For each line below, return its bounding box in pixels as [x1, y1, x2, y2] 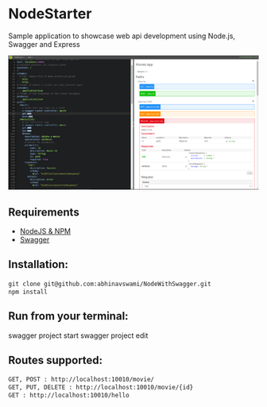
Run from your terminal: [8, 309, 129, 323]
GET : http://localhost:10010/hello [8, 391, 130, 400]
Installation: [8, 258, 69, 271]
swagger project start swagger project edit [8, 331, 149, 340]
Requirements [8, 205, 79, 219]
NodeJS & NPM [19, 226, 72, 235]
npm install [8, 288, 48, 296]
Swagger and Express [8, 39, 81, 48]
